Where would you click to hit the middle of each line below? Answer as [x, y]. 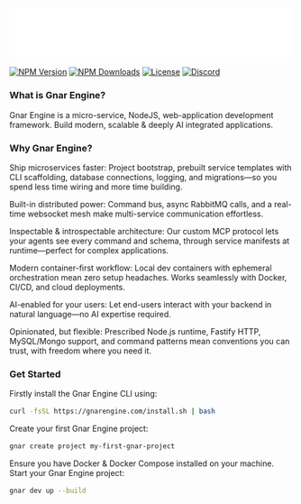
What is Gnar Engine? [58, 96]
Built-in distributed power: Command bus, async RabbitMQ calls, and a [141, 204]
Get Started [35, 374]
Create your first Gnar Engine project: [79, 429]
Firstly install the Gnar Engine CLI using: [83, 394]
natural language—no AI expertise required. [90, 314]
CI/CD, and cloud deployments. [68, 287]
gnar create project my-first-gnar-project [92, 446]
